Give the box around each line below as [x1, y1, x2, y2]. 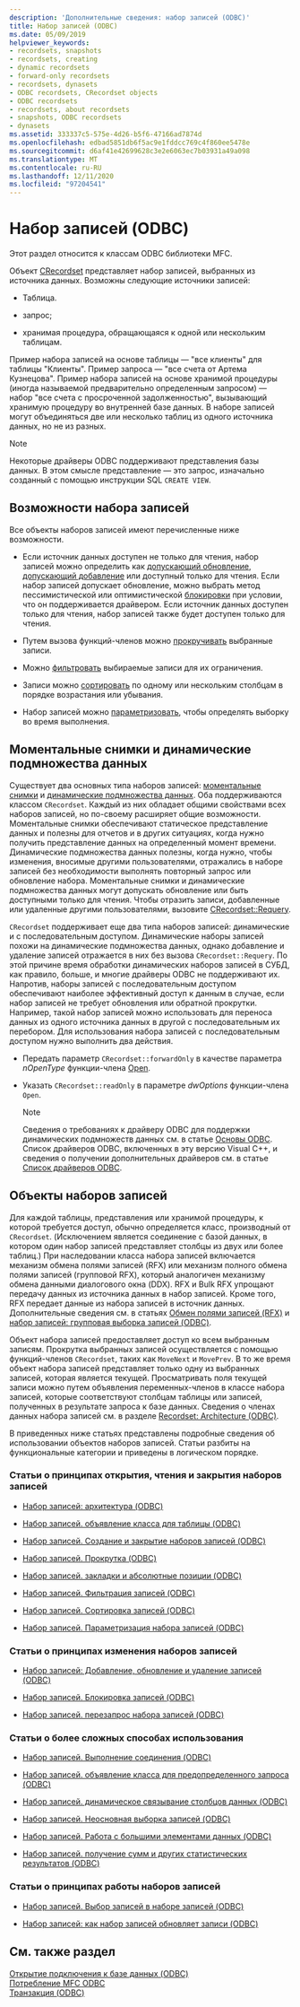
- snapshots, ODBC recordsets [9, 113, 123, 122]
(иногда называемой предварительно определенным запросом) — [9, 383, 267, 394]
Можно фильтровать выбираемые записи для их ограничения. [21, 662, 263, 673]
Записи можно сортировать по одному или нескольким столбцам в [21, 679, 284, 691]
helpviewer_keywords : [9, 38, 90, 48]
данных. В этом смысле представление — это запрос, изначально [9, 465, 265, 476]
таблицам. [21, 337, 63, 348]
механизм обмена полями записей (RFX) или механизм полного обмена [9, 1259, 288, 1270]
